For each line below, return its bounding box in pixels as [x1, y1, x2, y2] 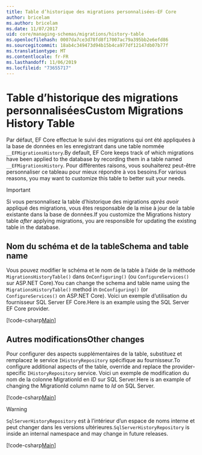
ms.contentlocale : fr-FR [6, 54, 69, 60]
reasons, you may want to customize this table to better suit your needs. [6, 175, 186, 182]
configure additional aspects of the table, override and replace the [6, 363, 171, 370]
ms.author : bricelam [6, 20, 58, 26]
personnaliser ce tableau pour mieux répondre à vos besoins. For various [6, 168, 187, 175]
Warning [6, 405, 27, 413]
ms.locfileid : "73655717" [6, 64, 71, 71]
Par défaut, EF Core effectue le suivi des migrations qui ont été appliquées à [6, 136, 195, 143]
